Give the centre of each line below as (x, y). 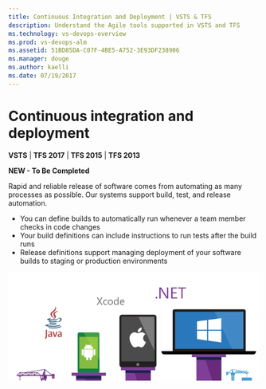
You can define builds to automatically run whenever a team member (133, 218)
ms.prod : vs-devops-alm (48, 42)
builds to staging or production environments (94, 261)
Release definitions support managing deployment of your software (130, 252)
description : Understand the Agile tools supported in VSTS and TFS (124, 25)
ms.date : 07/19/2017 (43, 76)
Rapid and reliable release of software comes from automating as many (125, 186)
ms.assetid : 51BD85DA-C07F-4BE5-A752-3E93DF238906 (94, 51)
